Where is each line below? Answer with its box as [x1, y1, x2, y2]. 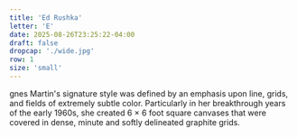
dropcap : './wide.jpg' [9, 47, 95, 56]
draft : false [9, 38, 59, 48]
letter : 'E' [9, 22, 54, 31]
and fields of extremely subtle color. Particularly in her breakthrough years [9, 97, 286, 108]
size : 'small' [9, 64, 63, 73]
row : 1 [9, 55, 34, 64]
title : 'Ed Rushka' [9, 13, 83, 23]
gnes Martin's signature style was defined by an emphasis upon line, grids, [9, 87, 289, 99]
